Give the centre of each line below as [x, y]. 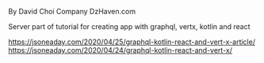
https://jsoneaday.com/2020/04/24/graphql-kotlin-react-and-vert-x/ [120, 50]
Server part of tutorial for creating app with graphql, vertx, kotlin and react [129, 26]
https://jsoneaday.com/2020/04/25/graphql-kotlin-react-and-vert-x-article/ [132, 42]
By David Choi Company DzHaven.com [72, 11]
